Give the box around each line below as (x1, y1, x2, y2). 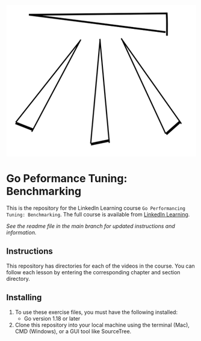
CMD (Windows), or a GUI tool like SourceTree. (14, 327, 132, 335)
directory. (6, 275, 30, 282)
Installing (6, 292, 42, 303)
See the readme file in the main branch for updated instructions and (6, 223, 176, 230)
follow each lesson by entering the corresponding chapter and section (6, 268, 181, 275)
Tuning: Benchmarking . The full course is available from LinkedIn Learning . (6, 211, 190, 218)
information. (6, 229, 37, 236)
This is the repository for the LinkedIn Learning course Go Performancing (6, 204, 185, 212)
